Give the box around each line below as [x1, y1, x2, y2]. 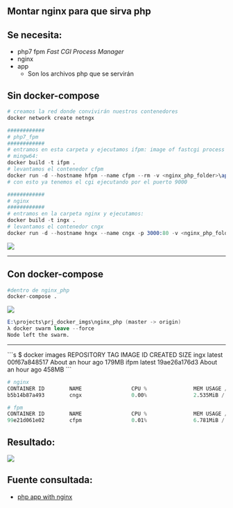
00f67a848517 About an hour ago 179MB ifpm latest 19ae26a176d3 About [7, 358, 217, 366]
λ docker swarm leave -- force [7, 325, 95, 332]
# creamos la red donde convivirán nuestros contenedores [7, 108, 178, 115]
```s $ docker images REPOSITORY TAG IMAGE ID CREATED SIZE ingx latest [7, 350, 223, 359]
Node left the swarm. [7, 332, 70, 339]
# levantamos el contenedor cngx [7, 223, 104, 231]
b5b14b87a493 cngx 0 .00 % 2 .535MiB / [7, 392, 225, 398]
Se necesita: [7, 29, 62, 41]
